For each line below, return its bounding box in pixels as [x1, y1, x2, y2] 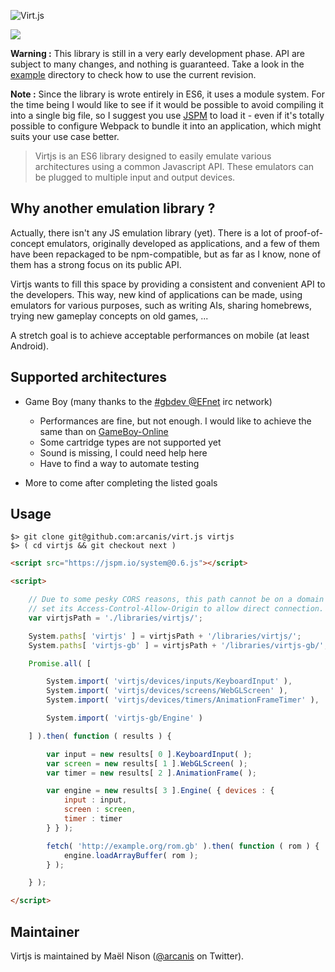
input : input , [63, 795, 128, 805]
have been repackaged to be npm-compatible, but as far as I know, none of [10, 248, 322, 260]
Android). [10, 340, 50, 352]
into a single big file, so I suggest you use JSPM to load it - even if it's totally [10, 110, 325, 121]
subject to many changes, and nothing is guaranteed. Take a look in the [10, 58, 305, 70]
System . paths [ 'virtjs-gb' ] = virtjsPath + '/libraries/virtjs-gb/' [28, 640, 325, 650]
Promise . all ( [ [28, 658, 92, 669]
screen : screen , [63, 805, 137, 815]
